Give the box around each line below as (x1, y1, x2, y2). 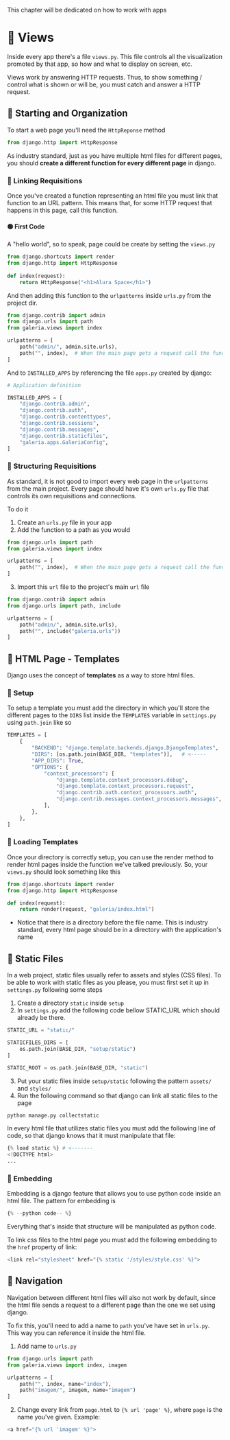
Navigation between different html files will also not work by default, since (7, 1293, 216, 1301)
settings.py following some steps (7, 986, 103, 994)
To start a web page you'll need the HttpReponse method (7, 126, 166, 134)
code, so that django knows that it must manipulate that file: (7, 1132, 176, 1140)
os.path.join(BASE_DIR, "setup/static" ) (19, 1045, 136, 1052)
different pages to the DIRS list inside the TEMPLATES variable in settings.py (7, 711, 217, 719)
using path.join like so (7, 719, 72, 727)
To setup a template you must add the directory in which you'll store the (7, 704, 210, 712)
